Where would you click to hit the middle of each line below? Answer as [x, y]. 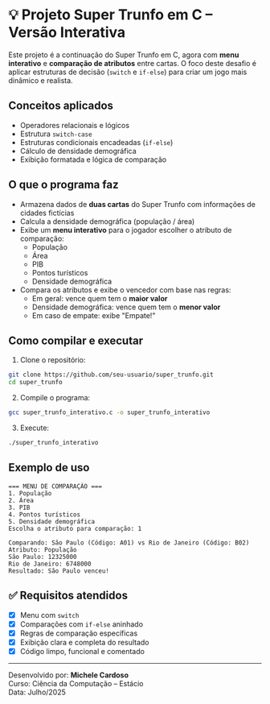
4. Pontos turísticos [45, 514]
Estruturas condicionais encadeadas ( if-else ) [96, 142]
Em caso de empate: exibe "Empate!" [94, 315]
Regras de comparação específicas [79, 633]
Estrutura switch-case [56, 134]
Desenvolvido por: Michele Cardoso [68, 675]
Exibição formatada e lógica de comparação [93, 159]
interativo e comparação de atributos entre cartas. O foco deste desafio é [133, 63]
